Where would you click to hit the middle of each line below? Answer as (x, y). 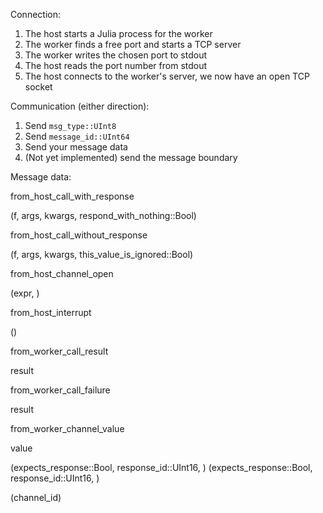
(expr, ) (25, 293)
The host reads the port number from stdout (116, 65)
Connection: (35, 14)
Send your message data (76, 147)
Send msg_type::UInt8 (70, 125)
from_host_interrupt (51, 312)
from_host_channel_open (62, 273)
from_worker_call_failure (60, 390)
